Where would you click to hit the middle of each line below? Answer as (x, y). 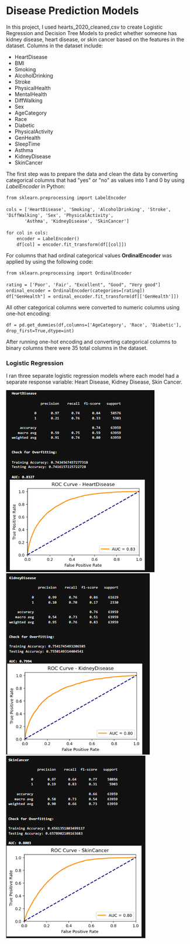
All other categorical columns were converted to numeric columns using (93, 307)
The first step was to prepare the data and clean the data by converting (92, 174)
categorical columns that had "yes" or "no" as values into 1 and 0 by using (96, 180)
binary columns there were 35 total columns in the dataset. (77, 348)
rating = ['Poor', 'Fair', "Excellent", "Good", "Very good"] (83, 285)
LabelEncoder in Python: (36, 186)
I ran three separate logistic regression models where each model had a (93, 376)
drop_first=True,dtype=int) (40, 331)
